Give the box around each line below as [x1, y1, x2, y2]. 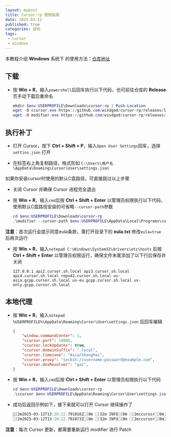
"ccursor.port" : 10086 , [22, 338, 72, 343]
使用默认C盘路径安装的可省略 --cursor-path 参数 [12, 203, 113, 210]
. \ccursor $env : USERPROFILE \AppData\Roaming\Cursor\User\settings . [12, 391, 160, 397]
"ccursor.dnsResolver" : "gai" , [22, 362, 89, 367]
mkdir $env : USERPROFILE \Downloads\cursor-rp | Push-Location [12, 103, 146, 108]
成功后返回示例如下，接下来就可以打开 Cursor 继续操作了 [12, 402, 133, 408]
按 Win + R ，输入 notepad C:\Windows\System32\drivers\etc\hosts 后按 [12, 245, 162, 252]
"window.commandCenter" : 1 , [22, 334, 82, 339]
